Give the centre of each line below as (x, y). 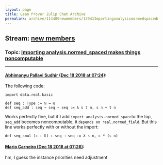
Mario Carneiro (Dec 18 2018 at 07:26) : (45, 147)
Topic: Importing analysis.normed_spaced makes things (73, 52)
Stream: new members (40, 38)
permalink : (16, 18)
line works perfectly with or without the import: (52, 127)
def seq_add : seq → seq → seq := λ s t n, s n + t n (61, 108)
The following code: (25, 86)
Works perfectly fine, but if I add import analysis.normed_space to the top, (79, 117)
